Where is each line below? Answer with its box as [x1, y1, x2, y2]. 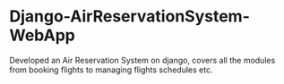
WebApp [9, 25, 76, 46]
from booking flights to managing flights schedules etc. [9, 64, 213, 75]
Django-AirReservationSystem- [9, 6, 251, 27]
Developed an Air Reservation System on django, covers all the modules [9, 55, 276, 65]
